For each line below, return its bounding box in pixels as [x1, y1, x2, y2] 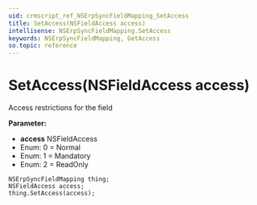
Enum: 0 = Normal [19, 142, 81, 153]
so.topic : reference [8, 42, 78, 50]
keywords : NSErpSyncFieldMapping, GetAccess [8, 34, 160, 43]
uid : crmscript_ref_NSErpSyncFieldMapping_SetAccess [8, 11, 189, 20]
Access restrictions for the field [8, 103, 113, 113]
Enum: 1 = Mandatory [19, 151, 91, 161]
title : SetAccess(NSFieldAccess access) [8, 19, 147, 27]
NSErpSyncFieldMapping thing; [8, 175, 110, 183]
